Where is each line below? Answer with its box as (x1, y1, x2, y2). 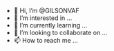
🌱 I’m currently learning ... (13, 21, 88, 29)
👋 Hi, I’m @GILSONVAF (13, 7, 79, 14)
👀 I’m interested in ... (13, 14, 73, 22)
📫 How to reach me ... (13, 37, 78, 44)
